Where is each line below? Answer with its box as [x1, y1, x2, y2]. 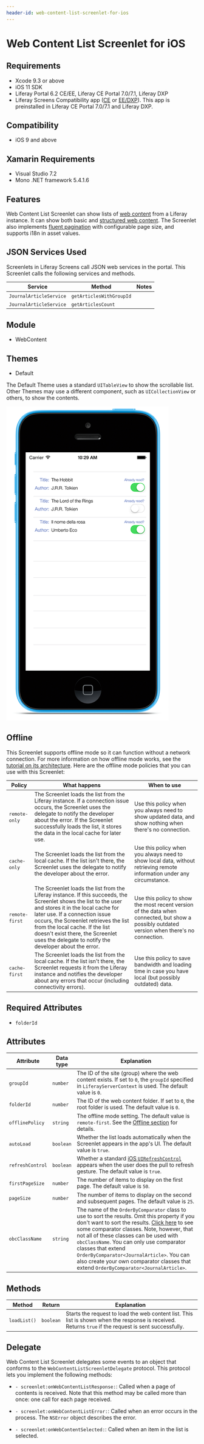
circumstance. [134, 876, 170, 883]
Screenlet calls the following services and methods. [6, 269, 135, 277]
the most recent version [134, 901, 194, 908]
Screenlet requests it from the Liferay [34, 964, 127, 971]
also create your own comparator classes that [76, 1257, 191, 1265]
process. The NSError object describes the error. [15, 1414, 137, 1422]
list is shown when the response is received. [66, 1317, 176, 1323]
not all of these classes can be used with [76, 1232, 178, 1239]
